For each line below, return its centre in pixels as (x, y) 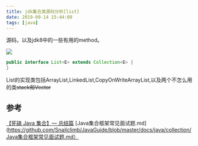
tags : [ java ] (22, 22)
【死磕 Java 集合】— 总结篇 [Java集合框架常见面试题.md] (76, 123)
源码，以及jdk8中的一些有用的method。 (54, 40)
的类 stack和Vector (29, 87)
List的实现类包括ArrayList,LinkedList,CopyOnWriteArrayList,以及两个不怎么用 (99, 80)
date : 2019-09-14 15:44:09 (39, 17)
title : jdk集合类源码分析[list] (43, 12)
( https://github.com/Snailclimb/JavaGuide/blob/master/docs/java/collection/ (99, 129)
